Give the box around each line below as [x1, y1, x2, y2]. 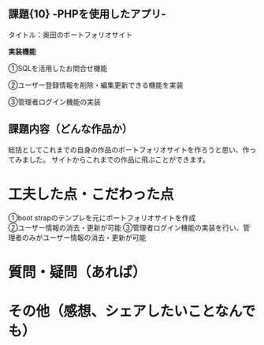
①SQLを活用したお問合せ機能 [8, 63, 108, 73]
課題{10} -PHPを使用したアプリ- [8, 7, 167, 21]
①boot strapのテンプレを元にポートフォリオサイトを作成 [8, 212, 196, 223]
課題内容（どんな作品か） [8, 122, 132, 136]
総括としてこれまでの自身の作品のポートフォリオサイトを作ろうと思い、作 [8, 144, 250, 154]
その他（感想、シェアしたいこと [8, 302, 215, 320]
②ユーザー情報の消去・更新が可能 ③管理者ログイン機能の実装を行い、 [8, 223, 244, 232]
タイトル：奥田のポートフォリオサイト [8, 30, 132, 39]
